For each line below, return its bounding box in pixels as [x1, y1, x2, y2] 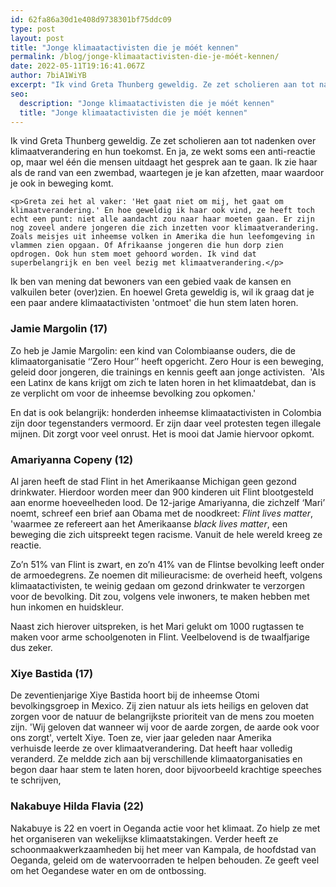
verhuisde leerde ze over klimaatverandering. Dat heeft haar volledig [10, 742, 293, 755]
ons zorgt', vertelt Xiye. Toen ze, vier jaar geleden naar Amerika [10, 732, 272, 744]
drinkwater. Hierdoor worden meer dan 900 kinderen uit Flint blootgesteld [10, 486, 314, 498]
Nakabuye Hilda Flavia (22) [10, 799, 145, 813]
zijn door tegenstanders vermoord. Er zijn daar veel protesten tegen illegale [10, 417, 322, 429]
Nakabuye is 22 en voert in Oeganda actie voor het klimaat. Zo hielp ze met [10, 822, 321, 834]
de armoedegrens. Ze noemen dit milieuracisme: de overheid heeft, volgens [10, 569, 323, 581]
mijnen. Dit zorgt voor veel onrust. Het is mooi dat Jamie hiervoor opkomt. [10, 427, 315, 440]
